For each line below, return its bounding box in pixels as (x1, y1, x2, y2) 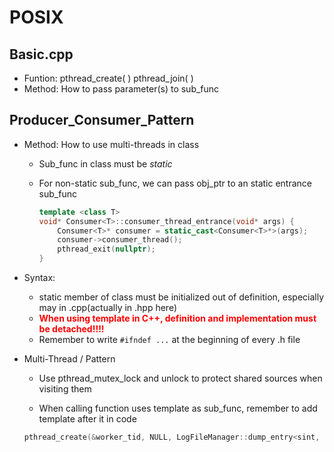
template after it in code (38, 413, 137, 425)
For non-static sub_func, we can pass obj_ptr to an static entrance (38, 177, 313, 189)
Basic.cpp (9, 46, 74, 63)
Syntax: (23, 272, 56, 284)
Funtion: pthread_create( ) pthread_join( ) (23, 72, 194, 84)
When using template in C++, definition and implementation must (38, 312, 317, 325)
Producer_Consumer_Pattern (9, 112, 195, 129)
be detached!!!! (38, 323, 105, 335)
